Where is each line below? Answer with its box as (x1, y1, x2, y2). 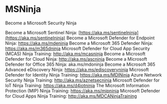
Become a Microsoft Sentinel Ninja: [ (5, 29, 81, 35)
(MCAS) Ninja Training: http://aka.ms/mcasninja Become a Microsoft (5, 51, 146, 57)
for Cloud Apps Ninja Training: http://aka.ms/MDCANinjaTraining (5, 93, 137, 99)
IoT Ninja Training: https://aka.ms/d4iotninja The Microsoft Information (5, 82, 150, 88)
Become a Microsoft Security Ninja (5, 20, 77, 26)
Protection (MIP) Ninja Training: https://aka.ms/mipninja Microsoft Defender (5, 88, 161, 94)
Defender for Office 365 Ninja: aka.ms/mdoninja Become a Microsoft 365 (5, 61, 156, 67)
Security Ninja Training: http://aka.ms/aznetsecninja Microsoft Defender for (5, 77, 160, 83)
